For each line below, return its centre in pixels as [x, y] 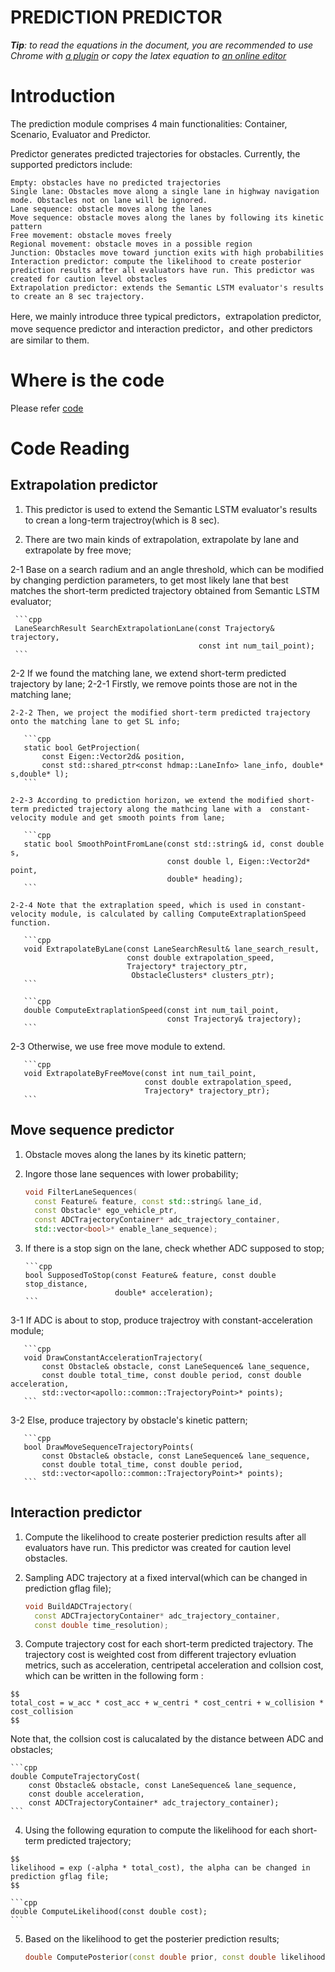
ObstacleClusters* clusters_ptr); [203, 975]
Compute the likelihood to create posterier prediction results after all [165, 1537]
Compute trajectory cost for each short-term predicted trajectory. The [169, 1644]
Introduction [63, 96]
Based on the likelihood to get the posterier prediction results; [152, 1939]
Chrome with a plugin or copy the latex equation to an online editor [148, 55]
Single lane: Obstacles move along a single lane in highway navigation [165, 191]
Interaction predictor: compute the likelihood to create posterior [156, 261]
